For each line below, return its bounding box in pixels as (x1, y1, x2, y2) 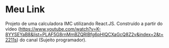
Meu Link (5, 4, 45, 15)
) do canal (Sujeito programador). (16, 37, 87, 43)
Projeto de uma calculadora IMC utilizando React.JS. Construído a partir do (5, 20, 163, 27)
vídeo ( (5, 26, 20, 32)
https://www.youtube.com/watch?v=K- (19, 26, 101, 32)
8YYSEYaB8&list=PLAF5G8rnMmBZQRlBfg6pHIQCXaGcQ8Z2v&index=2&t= (5, 31, 164, 37)
